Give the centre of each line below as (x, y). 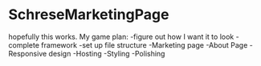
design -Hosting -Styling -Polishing (107, 53)
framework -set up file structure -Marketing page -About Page (145, 45)
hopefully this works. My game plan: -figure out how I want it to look (121, 37)
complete (24, 45)
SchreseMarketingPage (89, 15)
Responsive (28, 53)
